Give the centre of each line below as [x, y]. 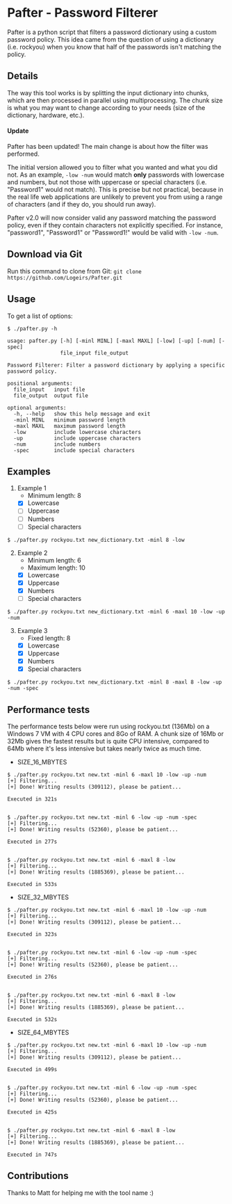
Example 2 [32, 553]
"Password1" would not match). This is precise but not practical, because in [115, 189]
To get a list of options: [40, 316]
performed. [23, 154]
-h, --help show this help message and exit [82, 414]
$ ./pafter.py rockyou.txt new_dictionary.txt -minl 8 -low [96, 540]
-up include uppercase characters [77, 438]
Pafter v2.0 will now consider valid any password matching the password [112, 218]
